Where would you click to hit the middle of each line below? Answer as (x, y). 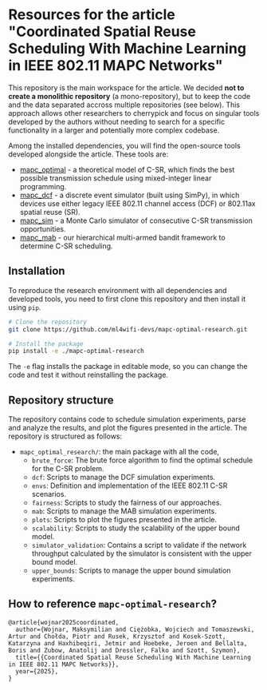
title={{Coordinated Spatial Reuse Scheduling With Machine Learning (133, 657)
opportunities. (43, 228)
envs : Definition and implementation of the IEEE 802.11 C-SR (130, 486)
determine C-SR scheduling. (66, 246)
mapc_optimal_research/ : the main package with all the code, (120, 452)
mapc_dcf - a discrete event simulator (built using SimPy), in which (130, 195)
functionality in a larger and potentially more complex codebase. (114, 130)
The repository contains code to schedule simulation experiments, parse (127, 419)
